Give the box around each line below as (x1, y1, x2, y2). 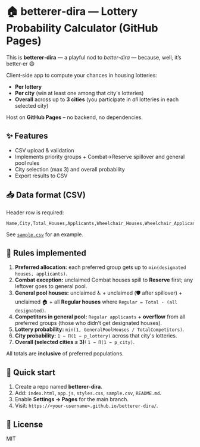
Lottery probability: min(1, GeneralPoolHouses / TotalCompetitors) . (14, 326, 185, 333)
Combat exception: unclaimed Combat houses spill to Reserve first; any (14, 276, 193, 283)
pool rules (14, 159, 40, 167)
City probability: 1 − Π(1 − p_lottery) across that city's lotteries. (14, 332, 177, 339)
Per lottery (14, 83, 42, 90)
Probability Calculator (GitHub (6, 21, 158, 35)
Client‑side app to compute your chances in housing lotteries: (6, 71, 158, 79)
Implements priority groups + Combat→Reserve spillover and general (14, 153, 185, 160)
